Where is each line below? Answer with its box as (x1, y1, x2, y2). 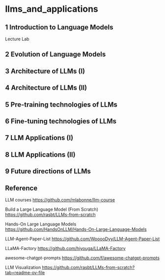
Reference (5, 184, 38, 192)
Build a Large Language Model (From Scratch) (5, 206, 99, 212)
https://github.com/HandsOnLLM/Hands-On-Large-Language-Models (5, 226, 147, 232)
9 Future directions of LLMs (5, 167, 91, 175)
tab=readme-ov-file (5, 269, 45, 276)
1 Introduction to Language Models (5, 23, 113, 31)
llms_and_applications (5, 3, 98, 15)
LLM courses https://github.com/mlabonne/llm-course (5, 196, 115, 202)
